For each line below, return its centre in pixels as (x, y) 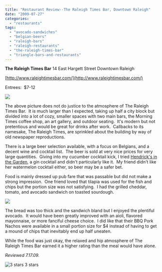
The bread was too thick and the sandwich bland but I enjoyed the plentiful (80, 211)
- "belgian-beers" (28, 37)
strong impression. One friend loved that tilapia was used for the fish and (78, 182)
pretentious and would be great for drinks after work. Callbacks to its (74, 127)
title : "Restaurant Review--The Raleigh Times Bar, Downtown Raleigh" (78, 9)
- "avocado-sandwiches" (33, 32)
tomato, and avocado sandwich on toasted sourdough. (60, 192)
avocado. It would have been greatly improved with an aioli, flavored (74, 216)
